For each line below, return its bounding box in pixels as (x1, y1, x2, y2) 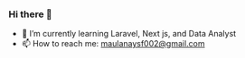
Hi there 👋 (8, 8, 53, 21)
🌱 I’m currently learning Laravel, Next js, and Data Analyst (21, 29, 237, 39)
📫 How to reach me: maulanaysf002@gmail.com (21, 38, 205, 49)
